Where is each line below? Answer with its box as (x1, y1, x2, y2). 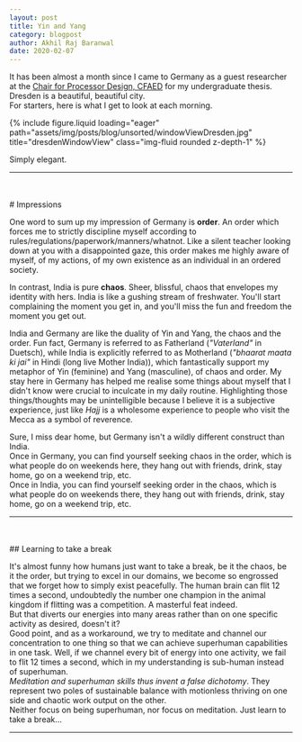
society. (9, 265, 39, 276)
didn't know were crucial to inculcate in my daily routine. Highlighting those (9, 385, 288, 396)
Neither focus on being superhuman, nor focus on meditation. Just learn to (9, 704, 287, 716)
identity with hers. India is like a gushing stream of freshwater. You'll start (9, 292, 281, 303)
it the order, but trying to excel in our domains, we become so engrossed (9, 571, 279, 582)
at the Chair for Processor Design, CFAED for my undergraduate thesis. (9, 81, 272, 92)
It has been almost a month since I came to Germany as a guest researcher (9, 71, 288, 82)
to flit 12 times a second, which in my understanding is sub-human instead (9, 656, 285, 667)
